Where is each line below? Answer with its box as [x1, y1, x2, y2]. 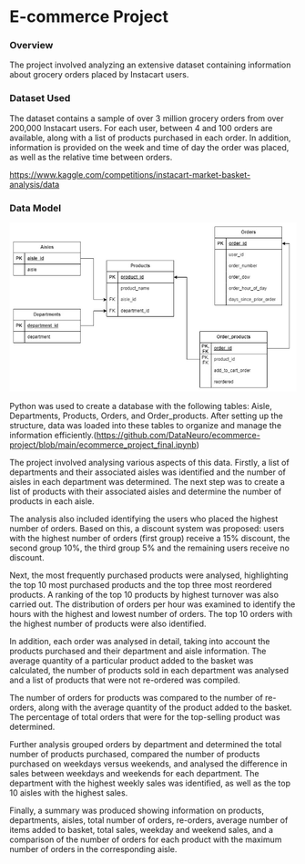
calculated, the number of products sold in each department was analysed [9, 664, 290, 675]
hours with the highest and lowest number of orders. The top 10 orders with [9, 608, 293, 619]
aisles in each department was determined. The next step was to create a [9, 476, 285, 487]
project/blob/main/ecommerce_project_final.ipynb [9, 439, 198, 450]
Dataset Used [9, 92, 71, 105]
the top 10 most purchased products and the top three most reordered [9, 579, 272, 590]
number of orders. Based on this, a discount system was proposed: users [9, 522, 285, 534]
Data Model [9, 201, 62, 214]
